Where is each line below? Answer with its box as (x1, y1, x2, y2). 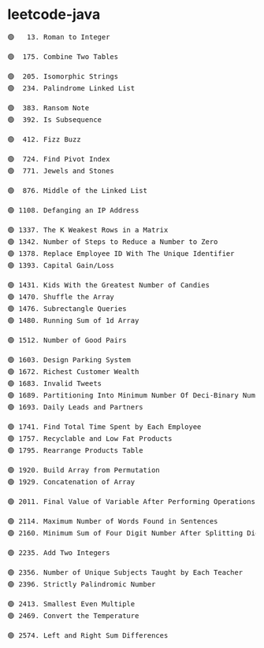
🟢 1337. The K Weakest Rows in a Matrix (7, 225, 169, 234)
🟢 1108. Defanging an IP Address (7, 206, 139, 214)
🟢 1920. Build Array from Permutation (7, 465, 161, 474)
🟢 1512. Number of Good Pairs (7, 335, 127, 344)
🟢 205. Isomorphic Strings (7, 72, 119, 80)
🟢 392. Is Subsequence (7, 115, 102, 124)
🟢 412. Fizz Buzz (7, 135, 81, 143)
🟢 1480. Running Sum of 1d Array (7, 316, 139, 324)
